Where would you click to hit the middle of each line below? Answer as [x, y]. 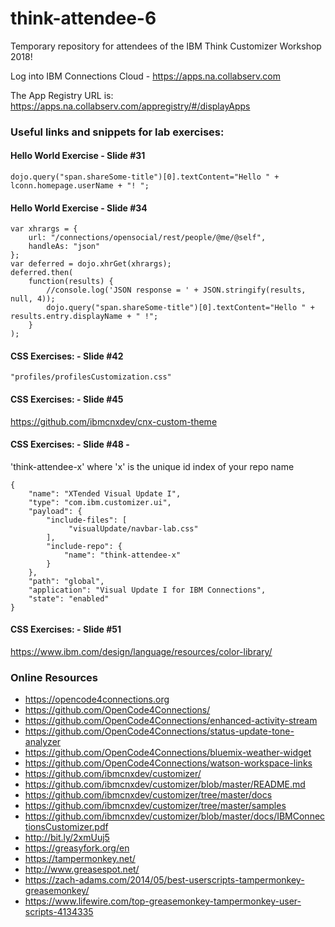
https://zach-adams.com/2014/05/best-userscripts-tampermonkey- [164, 880]
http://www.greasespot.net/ [82, 869]
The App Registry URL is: [62, 95]
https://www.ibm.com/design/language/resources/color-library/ [141, 652]
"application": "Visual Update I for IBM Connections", [147, 590]
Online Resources [54, 677]
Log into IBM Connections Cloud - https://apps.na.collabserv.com [145, 76]
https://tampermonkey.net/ [80, 859]
